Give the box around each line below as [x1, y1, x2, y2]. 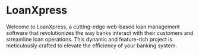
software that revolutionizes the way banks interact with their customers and [6, 29, 194, 36]
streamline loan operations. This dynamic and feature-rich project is [6, 35, 173, 43]
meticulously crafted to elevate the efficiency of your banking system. [6, 42, 177, 49]
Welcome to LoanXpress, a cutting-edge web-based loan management [6, 23, 180, 30]
